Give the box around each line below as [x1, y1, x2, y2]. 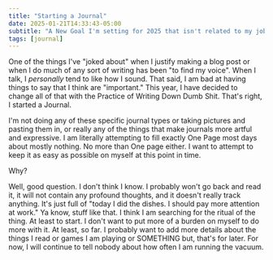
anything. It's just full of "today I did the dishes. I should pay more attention [8, 199, 260, 209]
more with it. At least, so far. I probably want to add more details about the [8, 225, 257, 235]
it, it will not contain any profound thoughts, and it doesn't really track [8, 190, 241, 200]
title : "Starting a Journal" [8, 11, 107, 20]
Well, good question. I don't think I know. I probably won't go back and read [8, 182, 262, 192]
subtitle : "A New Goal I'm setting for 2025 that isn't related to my [8, 27, 253, 35]
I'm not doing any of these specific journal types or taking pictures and [8, 115, 246, 126]
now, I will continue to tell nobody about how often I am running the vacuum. [8, 242, 264, 252]
